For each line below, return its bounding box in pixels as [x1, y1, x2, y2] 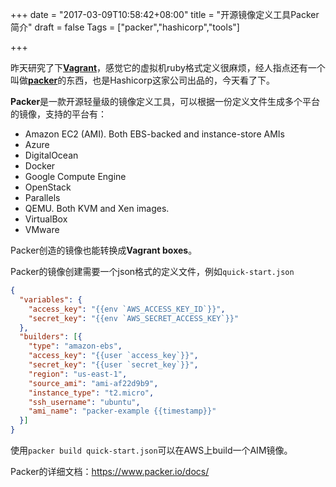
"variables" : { [19, 294, 83, 305]
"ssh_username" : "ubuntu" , [28, 397, 141, 407]
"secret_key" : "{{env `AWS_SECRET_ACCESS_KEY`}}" [28, 313, 240, 323]
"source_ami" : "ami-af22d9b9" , [28, 378, 159, 388]
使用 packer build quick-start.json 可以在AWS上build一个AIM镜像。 [10, 444, 293, 456]
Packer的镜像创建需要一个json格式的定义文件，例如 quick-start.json [10, 266, 295, 277]
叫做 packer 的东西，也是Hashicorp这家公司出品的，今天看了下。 [10, 74, 275, 86]
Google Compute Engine [24, 171, 127, 182]
